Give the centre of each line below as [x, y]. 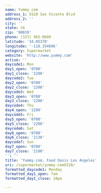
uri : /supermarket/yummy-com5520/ [40, 165]
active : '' [16, 60]
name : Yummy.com [21, 10]
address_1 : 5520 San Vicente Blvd [40, 14]
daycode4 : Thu [20, 106]
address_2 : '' [20, 19]
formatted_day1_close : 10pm [34, 179]
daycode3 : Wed [20, 92]
